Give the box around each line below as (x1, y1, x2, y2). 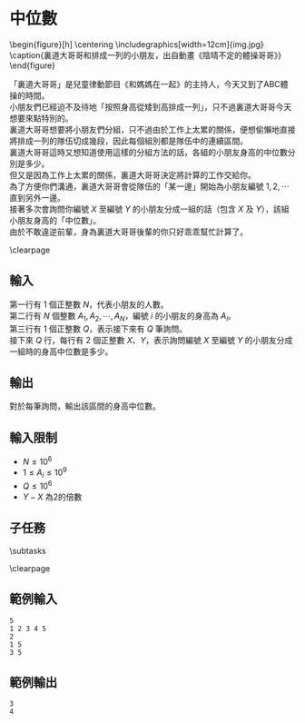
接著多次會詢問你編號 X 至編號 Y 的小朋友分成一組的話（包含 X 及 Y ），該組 (9, 203, 290, 214)
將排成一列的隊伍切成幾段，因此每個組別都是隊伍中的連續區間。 (9, 135, 248, 146)
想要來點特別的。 (9, 113, 74, 124)
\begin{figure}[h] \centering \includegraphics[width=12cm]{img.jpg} (9, 38, 265, 50)
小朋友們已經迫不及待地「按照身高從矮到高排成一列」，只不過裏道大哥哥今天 (9, 101, 292, 112)
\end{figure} (9, 60, 56, 71)
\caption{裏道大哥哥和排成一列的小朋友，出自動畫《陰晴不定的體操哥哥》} (9, 49, 282, 60)
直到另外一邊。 (9, 192, 65, 203)
